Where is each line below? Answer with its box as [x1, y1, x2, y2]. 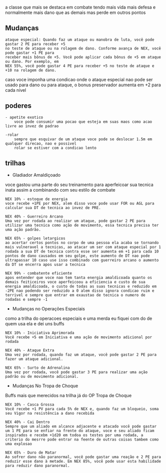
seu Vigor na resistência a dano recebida [5, 411, 94, 416]
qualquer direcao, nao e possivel [5, 141, 77, 146]
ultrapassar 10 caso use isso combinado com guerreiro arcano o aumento [5, 258, 159, 263]
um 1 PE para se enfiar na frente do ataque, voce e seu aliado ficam [5, 429, 155, 434]
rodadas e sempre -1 [5, 297, 48, 302]
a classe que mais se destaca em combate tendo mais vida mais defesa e [5, 4, 156, 10]
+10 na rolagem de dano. [5, 67, 57, 73]
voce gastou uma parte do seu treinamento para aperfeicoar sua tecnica [5, 182, 154, 188]
